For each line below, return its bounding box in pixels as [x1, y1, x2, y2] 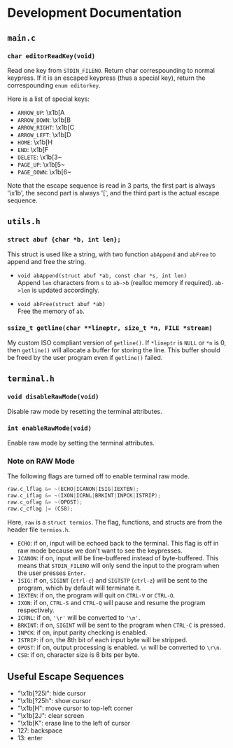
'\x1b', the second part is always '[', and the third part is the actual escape [7, 188, 220, 197]
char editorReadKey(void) [7, 52, 96, 60]
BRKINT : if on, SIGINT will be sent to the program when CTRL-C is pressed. [17, 621, 226, 629]
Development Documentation [7, 5, 182, 21]
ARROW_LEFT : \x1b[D [17, 130, 71, 139]
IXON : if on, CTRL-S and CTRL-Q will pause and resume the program [17, 598, 206, 607]
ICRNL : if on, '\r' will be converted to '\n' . [17, 613, 141, 621]
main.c [7, 33, 36, 43]
